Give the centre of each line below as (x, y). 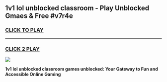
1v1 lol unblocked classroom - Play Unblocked (77, 8)
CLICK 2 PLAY (22, 49)
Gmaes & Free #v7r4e (39, 16)
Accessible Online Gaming (33, 74)
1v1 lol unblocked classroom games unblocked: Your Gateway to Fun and (82, 69)
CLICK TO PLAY (24, 30)
